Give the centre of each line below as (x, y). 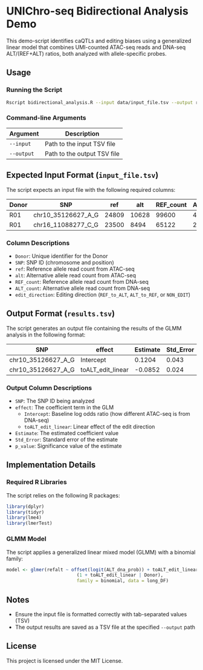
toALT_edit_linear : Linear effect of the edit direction (89, 427)
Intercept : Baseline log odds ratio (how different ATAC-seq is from (107, 414)
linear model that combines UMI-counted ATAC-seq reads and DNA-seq (96, 47)
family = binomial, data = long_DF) (123, 581)
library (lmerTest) (29, 524)
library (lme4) (24, 518)
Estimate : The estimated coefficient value (67, 433)
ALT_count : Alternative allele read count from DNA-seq (82, 288)
